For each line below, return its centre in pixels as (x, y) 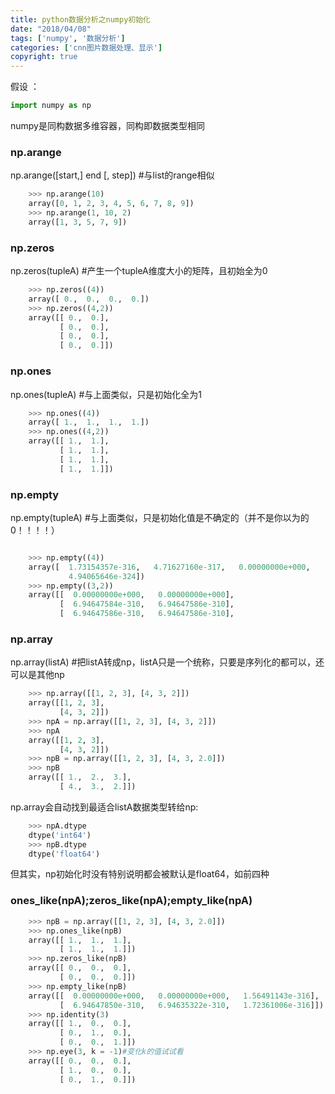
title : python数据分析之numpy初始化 (80, 19)
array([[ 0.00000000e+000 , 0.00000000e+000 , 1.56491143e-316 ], (174, 996)
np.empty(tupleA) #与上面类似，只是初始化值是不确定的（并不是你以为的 (160, 517)
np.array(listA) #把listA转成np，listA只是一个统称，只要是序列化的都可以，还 (167, 662)
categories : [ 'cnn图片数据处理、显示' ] (86, 47)
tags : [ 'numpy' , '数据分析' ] (68, 38)
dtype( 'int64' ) (60, 835)
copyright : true (44, 57)
